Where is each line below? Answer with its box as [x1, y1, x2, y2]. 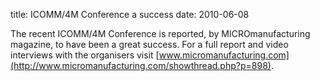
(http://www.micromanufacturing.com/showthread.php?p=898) [10, 60, 272, 71]
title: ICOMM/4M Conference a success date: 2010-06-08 [10, 9, 250, 20]
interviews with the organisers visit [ [10, 49, 160, 61]
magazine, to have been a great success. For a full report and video [10, 39, 289, 50]
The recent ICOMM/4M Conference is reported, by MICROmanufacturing [10, 28, 311, 39]
